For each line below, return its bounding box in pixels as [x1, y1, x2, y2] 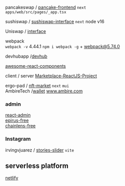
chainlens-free [5, 123, 36, 129]
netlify [5, 175, 19, 181]
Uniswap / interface [5, 28, 46, 34]
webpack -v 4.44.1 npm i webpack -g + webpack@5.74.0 [5, 43, 120, 50]
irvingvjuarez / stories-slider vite [5, 147, 74, 153]
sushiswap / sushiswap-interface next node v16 [5, 19, 105, 24]
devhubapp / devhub [5, 53, 48, 59]
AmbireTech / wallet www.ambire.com [5, 88, 83, 94]
